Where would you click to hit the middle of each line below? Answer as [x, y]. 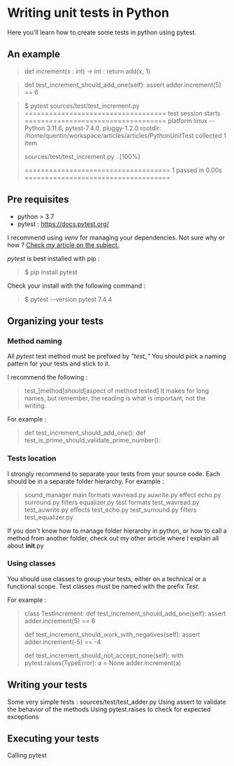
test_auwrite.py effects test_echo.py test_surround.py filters [110, 510]
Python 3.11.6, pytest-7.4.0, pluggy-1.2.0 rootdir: [93, 128]
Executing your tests [53, 739]
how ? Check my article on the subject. [63, 245]
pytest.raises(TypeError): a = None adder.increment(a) [103, 662]
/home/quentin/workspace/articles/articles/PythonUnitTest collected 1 [125, 135]
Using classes [31, 564]
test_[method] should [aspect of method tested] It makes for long [117, 391]
